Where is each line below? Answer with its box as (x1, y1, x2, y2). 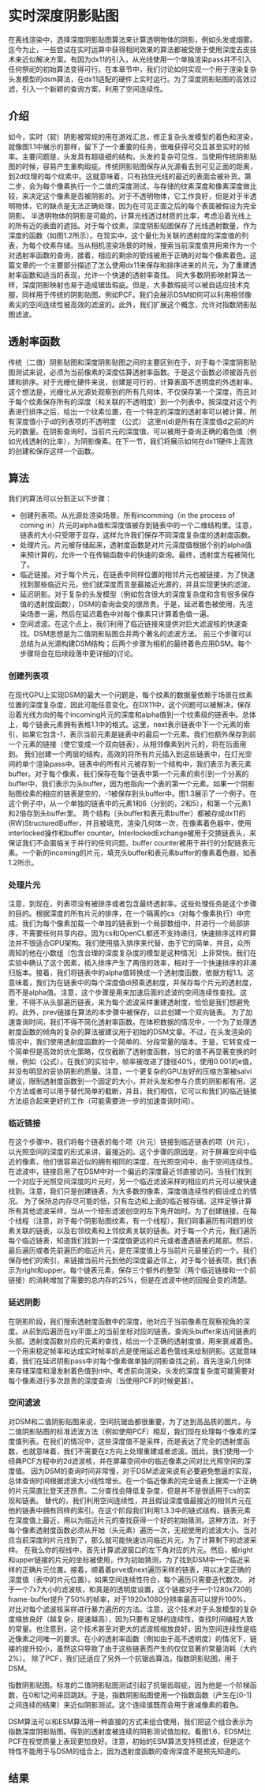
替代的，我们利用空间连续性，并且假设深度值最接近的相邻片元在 (44, 1495, 252, 1505)
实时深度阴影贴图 (8, 7, 120, 25)
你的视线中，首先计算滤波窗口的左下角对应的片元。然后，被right (44, 1545, 254, 1554)
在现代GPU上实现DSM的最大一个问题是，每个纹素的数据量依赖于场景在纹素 (8, 690, 253, 699)
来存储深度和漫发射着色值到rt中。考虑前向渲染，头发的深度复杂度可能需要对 (8, 1366, 256, 1375)
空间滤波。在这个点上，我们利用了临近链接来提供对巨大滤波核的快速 (19, 619, 241, 628)
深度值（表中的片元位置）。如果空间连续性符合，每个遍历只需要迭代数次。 (8, 1574, 247, 1584)
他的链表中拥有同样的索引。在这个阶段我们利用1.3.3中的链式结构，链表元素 (8, 1505, 251, 1515)
